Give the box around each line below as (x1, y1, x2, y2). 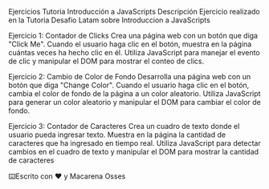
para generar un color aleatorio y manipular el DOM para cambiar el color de (8, 98, 261, 107)
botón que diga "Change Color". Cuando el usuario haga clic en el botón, (8, 80, 250, 90)
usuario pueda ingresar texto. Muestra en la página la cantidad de (8, 130, 226, 139)
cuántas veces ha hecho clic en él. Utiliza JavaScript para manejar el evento (8, 48, 261, 57)
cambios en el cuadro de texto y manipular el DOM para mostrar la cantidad (8, 147, 259, 156)
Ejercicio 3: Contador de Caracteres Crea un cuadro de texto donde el (8, 122, 240, 131)
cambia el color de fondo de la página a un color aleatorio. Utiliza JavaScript (8, 89, 261, 99)
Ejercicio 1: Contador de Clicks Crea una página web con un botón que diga (8, 31, 259, 40)
